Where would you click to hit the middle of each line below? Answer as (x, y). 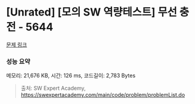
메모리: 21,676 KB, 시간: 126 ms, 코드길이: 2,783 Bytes (71, 75)
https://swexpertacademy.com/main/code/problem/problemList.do (103, 95)
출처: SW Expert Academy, (53, 88)
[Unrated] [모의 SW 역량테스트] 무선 (92, 12)
